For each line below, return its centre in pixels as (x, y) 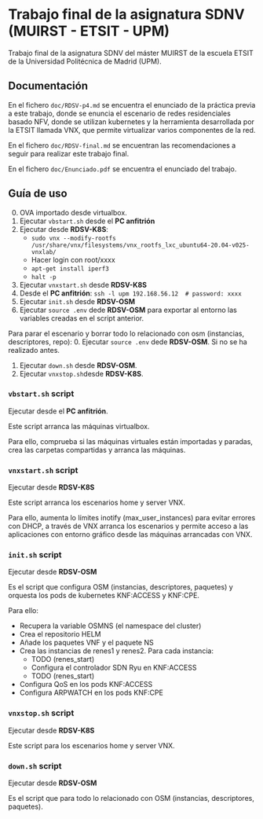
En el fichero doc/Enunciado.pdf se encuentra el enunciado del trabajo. (122, 169)
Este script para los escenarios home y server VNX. (91, 745)
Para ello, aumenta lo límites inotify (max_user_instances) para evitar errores (132, 518)
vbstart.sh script (41, 394)
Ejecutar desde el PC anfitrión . (58, 411)
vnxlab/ (44, 252)
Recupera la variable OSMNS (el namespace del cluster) (110, 626)
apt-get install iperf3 (70, 269)
